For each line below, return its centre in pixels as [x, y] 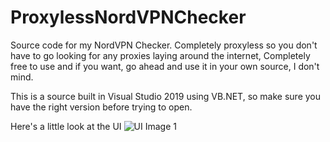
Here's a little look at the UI [66, 126]
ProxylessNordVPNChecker [128, 17]
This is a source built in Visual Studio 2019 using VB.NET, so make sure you [166, 96]
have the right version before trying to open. [101, 107]
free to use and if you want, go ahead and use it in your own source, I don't [165, 66]
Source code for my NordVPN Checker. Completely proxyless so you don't [164, 45]
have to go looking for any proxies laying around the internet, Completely [160, 55]
